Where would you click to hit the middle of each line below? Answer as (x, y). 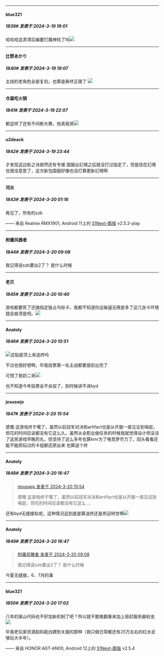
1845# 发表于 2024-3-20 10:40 (37, 294)
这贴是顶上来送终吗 (30, 355)
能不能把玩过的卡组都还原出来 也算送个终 (47, 445)
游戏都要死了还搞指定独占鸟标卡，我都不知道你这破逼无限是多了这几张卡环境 (82, 307)
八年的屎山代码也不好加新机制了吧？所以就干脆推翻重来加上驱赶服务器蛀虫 (80, 616)
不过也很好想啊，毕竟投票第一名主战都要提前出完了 (57, 365)
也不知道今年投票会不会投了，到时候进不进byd (52, 386)
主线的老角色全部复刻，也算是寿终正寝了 (46, 82)
